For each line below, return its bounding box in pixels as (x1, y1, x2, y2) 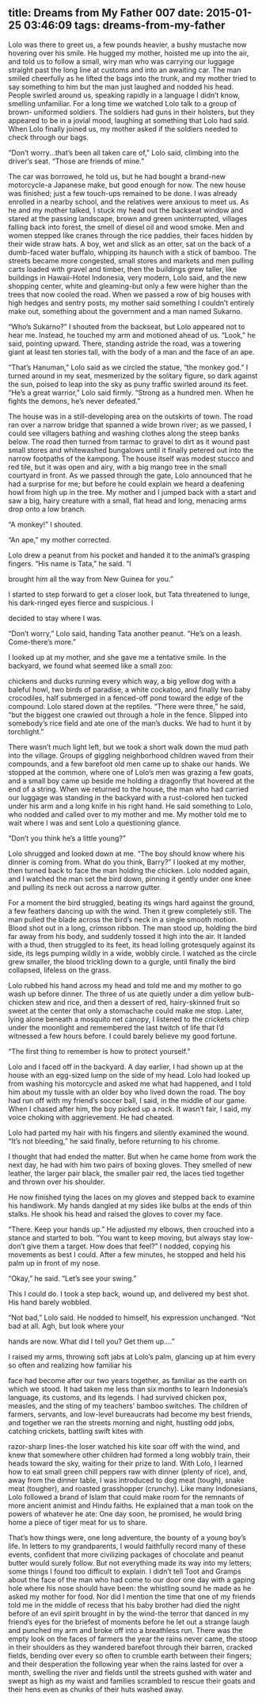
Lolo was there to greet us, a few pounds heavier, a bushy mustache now (8, 40, 247, 49)
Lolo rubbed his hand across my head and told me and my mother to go (8, 980, 242, 990)
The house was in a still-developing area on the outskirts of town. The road (8, 412, 253, 421)
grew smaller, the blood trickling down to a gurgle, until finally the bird (8, 956, 236, 966)
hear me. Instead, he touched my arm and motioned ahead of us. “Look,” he (8, 330, 256, 339)
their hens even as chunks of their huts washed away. (8, 1685, 184, 1694)
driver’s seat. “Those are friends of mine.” (8, 156, 145, 166)
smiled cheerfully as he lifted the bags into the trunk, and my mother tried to (8, 73, 256, 82)
